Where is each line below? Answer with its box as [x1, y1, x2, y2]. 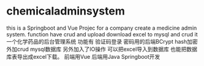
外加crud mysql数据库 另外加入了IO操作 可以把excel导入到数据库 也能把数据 [6, 45, 198, 53]
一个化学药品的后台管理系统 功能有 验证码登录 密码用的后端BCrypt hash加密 [6, 38, 198, 45]
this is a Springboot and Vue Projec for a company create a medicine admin [6, 24, 197, 31]
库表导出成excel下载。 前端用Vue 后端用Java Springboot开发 [6, 53, 161, 60]
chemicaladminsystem [6, 4, 126, 18]
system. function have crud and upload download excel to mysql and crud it [6, 30, 198, 38]
